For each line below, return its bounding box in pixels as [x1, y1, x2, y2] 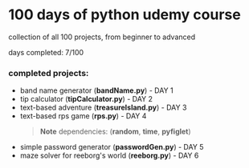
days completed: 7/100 [8, 47, 84, 57]
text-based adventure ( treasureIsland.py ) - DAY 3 [19, 102, 187, 113]
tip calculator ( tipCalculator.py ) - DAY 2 [19, 94, 153, 104]
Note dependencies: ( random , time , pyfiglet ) [39, 126, 191, 137]
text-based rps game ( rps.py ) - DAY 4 [19, 111, 147, 121]
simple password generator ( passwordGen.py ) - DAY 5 [19, 142, 204, 152]
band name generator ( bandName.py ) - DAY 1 [19, 86, 174, 95]
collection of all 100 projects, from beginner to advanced [8, 32, 196, 42]
